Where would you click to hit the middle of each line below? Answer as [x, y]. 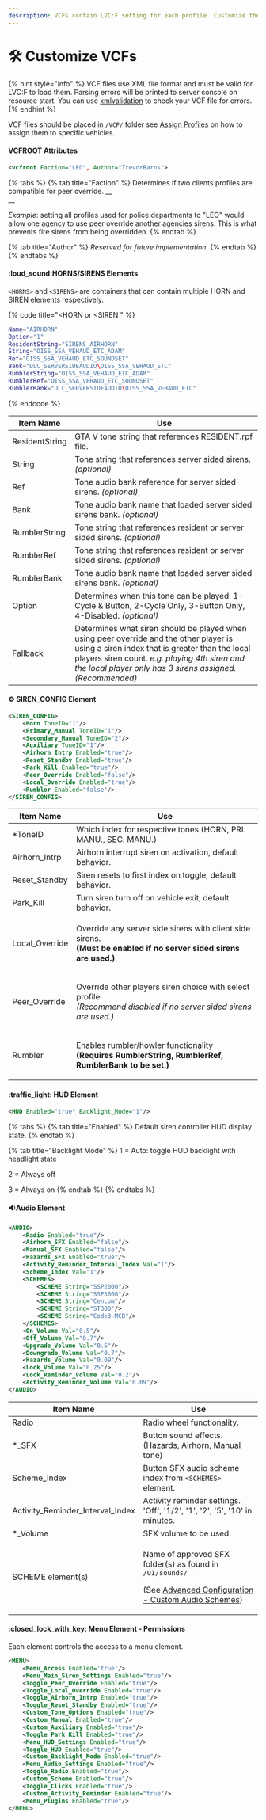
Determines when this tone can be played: [153, 596]
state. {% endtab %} [42, 1135]
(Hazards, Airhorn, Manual [192, 1445]
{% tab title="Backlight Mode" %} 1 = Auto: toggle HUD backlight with [122, 1150]
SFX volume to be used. [187, 1533]
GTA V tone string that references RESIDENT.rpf [164, 436]
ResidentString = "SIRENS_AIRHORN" [63, 344]
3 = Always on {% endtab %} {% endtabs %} [82, 1190]
